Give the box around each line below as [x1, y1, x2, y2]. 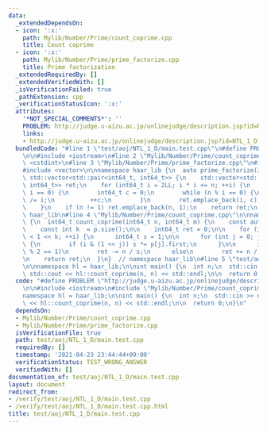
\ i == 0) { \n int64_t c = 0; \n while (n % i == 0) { [22, 188, 254, 197]
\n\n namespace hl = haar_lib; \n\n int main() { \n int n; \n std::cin [22, 263, 258, 271]
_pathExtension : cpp [15, 93, 83, 101]
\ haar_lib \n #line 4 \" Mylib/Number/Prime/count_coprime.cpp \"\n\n [22, 211, 250, 219]
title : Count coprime [22, 41, 94, 49]
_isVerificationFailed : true [15, 85, 112, 94]
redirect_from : [8, 388, 59, 396]
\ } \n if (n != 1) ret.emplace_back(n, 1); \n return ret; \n [22, 203, 258, 211]
